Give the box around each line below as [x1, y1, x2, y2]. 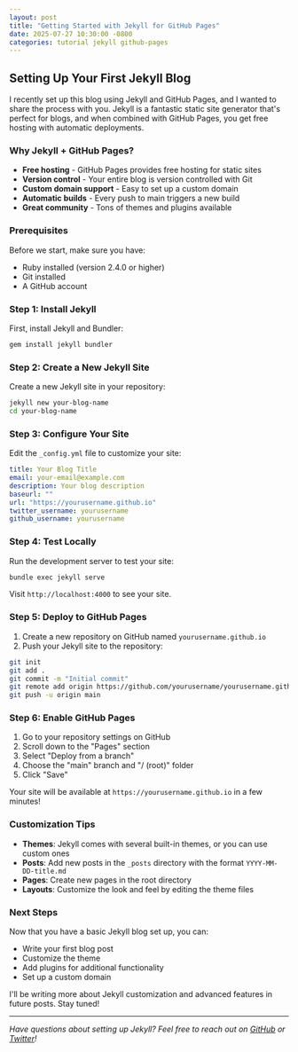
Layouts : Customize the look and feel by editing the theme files [21, 883, 255, 894]
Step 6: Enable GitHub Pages [9, 711, 136, 724]
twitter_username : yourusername [9, 506, 129, 515]
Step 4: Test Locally [9, 536, 97, 548]
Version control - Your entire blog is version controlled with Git [21, 174, 253, 184]
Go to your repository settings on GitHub [21, 732, 171, 742]
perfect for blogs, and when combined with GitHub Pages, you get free [9, 113, 269, 124]
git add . [9, 666, 46, 675]
